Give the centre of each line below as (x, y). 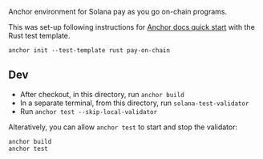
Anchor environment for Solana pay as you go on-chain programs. (118, 12)
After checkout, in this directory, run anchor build (102, 94)
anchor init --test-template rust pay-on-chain (89, 51)
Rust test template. (39, 36)
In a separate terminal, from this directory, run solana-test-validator (134, 103)
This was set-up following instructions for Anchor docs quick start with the (131, 27)
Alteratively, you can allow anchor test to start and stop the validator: (123, 127)
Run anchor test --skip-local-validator (89, 111)
